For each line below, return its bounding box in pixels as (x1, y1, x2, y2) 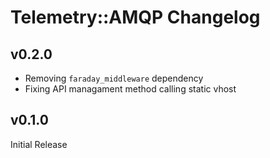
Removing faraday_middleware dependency (24, 72, 204, 84)
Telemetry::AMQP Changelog (10, 6, 261, 29)
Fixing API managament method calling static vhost (24, 83, 237, 95)
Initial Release (10, 138, 68, 150)
